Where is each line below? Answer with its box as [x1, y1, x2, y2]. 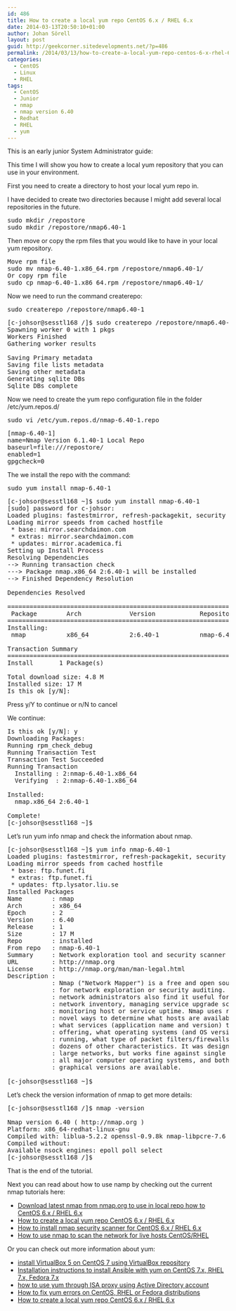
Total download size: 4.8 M [7, 673, 104, 681]
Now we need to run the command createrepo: [7, 292, 143, 301]
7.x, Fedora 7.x [17, 1273, 60, 1282]
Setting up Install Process [7, 547, 104, 555]
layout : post [7, 37, 46, 44]
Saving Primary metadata [7, 354, 93, 362]
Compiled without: [7, 1140, 71, 1147]
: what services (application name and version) [51, 1022, 223, 1029]
